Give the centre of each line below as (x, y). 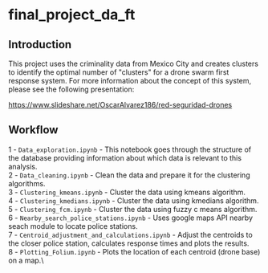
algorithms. (27, 183)
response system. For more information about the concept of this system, (130, 81)
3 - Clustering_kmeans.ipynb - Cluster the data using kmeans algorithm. (127, 192)
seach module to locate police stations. (73, 226)
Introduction (40, 45)
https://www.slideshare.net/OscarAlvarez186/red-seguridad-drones (120, 105)
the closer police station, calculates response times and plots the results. (129, 243)
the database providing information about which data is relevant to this (125, 157)
